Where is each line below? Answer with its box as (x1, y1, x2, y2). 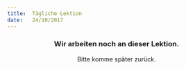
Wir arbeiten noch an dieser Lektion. (53, 39, 180, 49)
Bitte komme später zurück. (77, 55, 156, 63)
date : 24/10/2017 (7, 17, 64, 23)
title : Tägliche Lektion (7, 10, 82, 17)
